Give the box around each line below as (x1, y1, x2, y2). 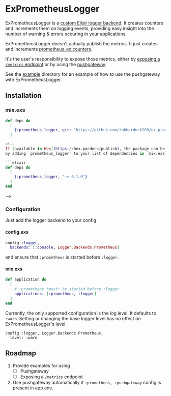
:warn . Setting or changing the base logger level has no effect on (5, 315, 141, 321)
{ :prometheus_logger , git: (14, 128, 72, 133)
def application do (5, 277, 47, 282)
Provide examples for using (12, 362, 70, 369)
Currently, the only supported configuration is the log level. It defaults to (5, 310, 157, 316)
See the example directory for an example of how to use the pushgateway (5, 71, 160, 77)
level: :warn (10, 335, 38, 340)
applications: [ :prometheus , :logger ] (14, 291, 97, 297)
